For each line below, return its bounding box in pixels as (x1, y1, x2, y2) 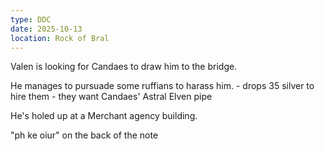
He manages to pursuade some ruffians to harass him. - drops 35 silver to (10, 80, 315, 92)
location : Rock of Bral (10, 33, 110, 43)
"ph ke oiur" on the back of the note (10, 129, 159, 141)
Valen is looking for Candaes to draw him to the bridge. (10, 61, 238, 73)
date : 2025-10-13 (10, 24, 83, 34)
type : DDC (10, 14, 52, 25)
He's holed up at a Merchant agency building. (10, 110, 198, 122)
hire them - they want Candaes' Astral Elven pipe (10, 91, 213, 103)
